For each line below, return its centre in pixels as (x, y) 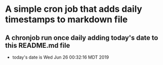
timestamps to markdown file (66, 19)
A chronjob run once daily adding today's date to (82, 38)
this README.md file (38, 45)
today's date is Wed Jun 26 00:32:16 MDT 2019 (61, 57)
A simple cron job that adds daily (74, 9)
